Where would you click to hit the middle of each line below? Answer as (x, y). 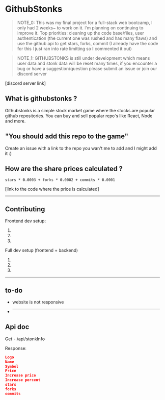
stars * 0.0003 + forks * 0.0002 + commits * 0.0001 (60, 180)
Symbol (12, 366)
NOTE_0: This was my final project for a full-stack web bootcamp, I (85, 23)
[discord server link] (26, 83)
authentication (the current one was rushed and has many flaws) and (87, 38)
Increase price (21, 375)
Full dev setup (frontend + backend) (41, 250)
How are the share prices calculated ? (64, 168)
